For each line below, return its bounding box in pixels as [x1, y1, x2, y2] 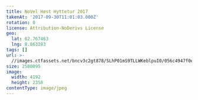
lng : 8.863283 [11, 42, 46, 48]
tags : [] [6, 47, 28, 53]
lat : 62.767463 [11, 36, 49, 42]
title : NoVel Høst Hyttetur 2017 [6, 8, 88, 15]
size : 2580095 [6, 63, 41, 69]
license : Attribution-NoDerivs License [6, 25, 104, 31]
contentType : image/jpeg [6, 85, 67, 91]
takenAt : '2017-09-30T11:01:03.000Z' [6, 14, 99, 20]
